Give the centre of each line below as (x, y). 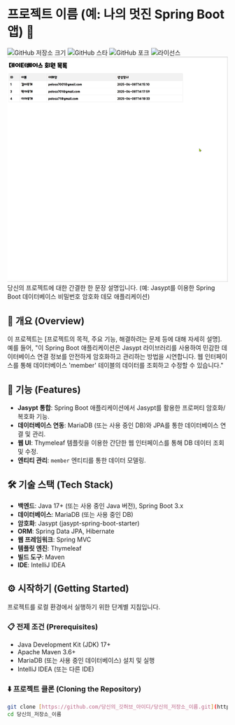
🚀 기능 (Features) (44, 389)
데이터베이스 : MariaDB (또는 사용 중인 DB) (75, 514)
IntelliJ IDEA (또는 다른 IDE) (56, 669)
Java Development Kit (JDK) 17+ (64, 644)
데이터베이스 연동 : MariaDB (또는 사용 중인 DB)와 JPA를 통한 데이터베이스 (118, 425)
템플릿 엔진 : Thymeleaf (49, 548)
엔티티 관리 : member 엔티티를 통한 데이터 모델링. (81, 460)
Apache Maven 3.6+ (47, 652)
